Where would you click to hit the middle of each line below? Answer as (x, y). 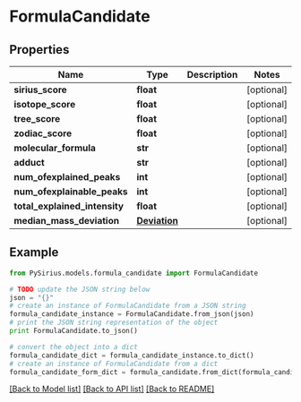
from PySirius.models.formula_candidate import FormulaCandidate (133, 273)
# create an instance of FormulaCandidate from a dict (114, 364)
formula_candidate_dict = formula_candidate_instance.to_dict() (132, 355)
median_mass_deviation (66, 221)
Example (34, 252)
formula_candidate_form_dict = (68, 372)
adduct (29, 163)
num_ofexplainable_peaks (71, 192)
